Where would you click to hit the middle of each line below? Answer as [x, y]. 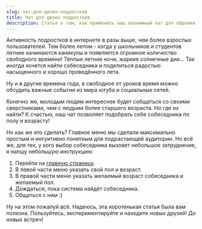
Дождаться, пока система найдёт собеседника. [77, 189]
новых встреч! [25, 219]
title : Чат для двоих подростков [48, 17]
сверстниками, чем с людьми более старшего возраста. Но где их [93, 108]
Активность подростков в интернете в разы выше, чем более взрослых [99, 40]
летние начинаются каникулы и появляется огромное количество [91, 53]
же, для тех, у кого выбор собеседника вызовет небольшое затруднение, [101, 145]
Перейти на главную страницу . [55, 163]
